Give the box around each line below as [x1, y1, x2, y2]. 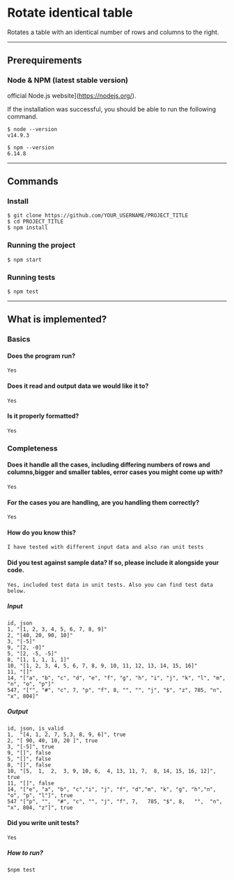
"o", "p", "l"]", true [7, 792, 73, 799]
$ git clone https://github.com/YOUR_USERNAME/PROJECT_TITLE [7, 212, 189, 219]
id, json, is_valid [7, 725, 64, 732]
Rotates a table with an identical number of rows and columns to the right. [7, 28, 219, 36]
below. [7, 587, 26, 595]
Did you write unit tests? [7, 819, 79, 827]
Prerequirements [7, 54, 82, 67]
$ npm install [7, 224, 49, 231]
